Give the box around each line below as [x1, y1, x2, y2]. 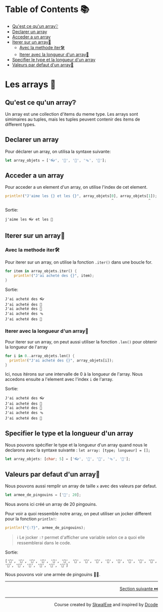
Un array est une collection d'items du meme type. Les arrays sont [5, 111, 138, 117]
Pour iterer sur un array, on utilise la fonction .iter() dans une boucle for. [5, 259, 153, 265]
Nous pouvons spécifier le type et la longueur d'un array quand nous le [5, 442, 147, 448]
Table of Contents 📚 [5, 4, 90, 15]
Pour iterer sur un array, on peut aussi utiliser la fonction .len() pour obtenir [5, 339, 158, 344]
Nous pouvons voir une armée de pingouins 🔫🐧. [5, 571, 101, 577]
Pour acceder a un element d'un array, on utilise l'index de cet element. [5, 184, 148, 190]
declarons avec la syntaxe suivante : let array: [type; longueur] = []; [5, 447, 150, 453]
